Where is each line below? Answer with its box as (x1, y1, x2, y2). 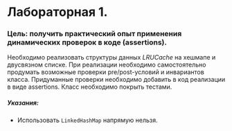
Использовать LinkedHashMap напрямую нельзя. (17, 116, 158, 125)
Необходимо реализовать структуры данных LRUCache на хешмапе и (7, 53, 216, 62)
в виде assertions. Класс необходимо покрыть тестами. (7, 82, 172, 91)
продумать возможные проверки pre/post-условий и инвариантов (7, 68, 204, 76)
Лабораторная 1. (7, 4, 108, 20)
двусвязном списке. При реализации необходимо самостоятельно (7, 60, 206, 69)
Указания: (7, 98, 39, 107)
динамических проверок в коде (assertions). (7, 37, 168, 47)
